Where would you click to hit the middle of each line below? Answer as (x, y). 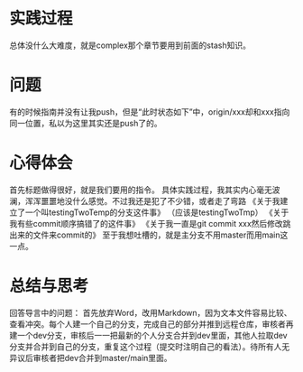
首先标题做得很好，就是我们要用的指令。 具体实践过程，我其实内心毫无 (141, 190)
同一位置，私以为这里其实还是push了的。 (86, 123)
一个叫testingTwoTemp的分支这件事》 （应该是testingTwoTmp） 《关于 (157, 212)
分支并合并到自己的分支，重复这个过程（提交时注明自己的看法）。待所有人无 (150, 346)
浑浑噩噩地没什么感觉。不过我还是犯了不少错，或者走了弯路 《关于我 (152, 200)
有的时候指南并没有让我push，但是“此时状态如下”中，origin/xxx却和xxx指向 (150, 112)
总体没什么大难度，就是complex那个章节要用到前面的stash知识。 (130, 45)
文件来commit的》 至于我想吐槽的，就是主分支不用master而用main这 (161, 235)
